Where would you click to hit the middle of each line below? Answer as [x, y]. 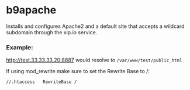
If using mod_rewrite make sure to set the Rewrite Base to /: [78, 71]
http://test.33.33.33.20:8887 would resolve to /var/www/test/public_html [94, 60]
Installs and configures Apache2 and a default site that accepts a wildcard [95, 26]
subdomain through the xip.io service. [52, 32]
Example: [20, 47]
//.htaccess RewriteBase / [42, 82]
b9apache [31, 10]
